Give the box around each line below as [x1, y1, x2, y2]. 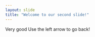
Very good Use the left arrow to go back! [5, 26, 90, 32]
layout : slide [5, 7, 35, 13]
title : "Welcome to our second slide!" [5, 12, 89, 17]
